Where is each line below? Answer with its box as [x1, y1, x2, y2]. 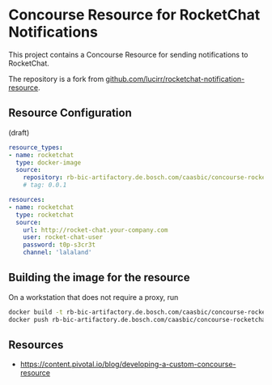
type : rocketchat [15, 211, 74, 219]
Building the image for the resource [8, 271, 190, 284]
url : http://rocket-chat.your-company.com [23, 225, 168, 234]
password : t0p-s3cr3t [23, 241, 96, 249]
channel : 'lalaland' [23, 249, 92, 257]
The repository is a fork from [8, 74, 104, 83]
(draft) [8, 127, 30, 137]
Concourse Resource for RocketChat [8, 6, 261, 24]
